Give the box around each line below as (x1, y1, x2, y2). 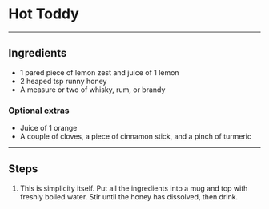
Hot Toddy (8, 5, 80, 23)
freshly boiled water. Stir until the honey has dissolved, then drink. (19, 191, 239, 201)
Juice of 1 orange (19, 123, 78, 133)
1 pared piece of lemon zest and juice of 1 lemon (19, 67, 179, 77)
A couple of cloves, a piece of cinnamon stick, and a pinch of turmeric (19, 131, 252, 141)
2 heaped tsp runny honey (19, 76, 107, 86)
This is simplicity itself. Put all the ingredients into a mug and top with (19, 183, 248, 193)
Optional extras (8, 105, 70, 116)
